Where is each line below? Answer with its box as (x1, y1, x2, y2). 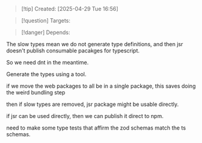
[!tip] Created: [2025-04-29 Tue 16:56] (21, 5, 118, 12)
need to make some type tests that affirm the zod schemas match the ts (6, 124, 186, 131)
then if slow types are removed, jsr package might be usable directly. (6, 100, 179, 108)
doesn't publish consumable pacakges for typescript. (6, 47, 140, 54)
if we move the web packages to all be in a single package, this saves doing (6, 82, 196, 89)
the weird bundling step (6, 89, 66, 96)
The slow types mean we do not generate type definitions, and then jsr (6, 41, 183, 47)
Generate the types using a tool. (6, 71, 87, 78)
